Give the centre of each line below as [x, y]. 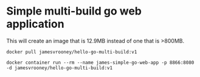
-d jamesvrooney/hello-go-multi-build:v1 [60, 68]
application [36, 24]
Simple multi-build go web [74, 11]
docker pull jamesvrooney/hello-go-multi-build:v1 [72, 52]
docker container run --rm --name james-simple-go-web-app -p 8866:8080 [100, 62]
